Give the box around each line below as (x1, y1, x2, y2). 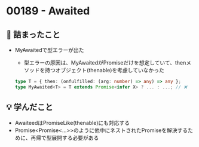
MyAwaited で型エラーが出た (14, 47, 85, 53)
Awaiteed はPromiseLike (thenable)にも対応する (14, 119, 130, 126)
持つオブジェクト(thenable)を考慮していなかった (44, 67, 164, 73)
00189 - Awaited (6, 4, 90, 18)
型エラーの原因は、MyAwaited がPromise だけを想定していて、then (23, 59, 186, 66)
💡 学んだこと (6, 102, 53, 112)
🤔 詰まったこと (6, 29, 60, 39)
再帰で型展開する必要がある (30, 134, 99, 141)
